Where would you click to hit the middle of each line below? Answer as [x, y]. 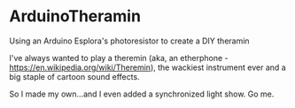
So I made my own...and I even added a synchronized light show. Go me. [142, 94]
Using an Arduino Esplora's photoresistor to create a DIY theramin [129, 41]
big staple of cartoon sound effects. [74, 76]
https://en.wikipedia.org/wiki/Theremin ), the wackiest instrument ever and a [147, 67]
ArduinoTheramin [75, 16]
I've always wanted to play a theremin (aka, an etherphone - [119, 58]
